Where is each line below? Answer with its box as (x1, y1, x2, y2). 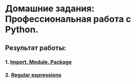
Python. (5, 24, 39, 35)
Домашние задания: (5, 3, 95, 14)
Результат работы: (5, 43, 67, 52)
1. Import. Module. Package (5, 58, 72, 65)
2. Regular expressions (5, 72, 62, 79)
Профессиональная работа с (5, 13, 131, 25)
